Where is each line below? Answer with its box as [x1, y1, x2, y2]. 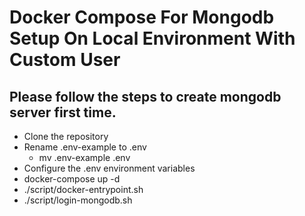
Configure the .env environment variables [23, 162, 196, 174]
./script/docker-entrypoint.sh [23, 184, 144, 195]
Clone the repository [23, 131, 109, 142]
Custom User [9, 49, 121, 71]
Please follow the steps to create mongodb [9, 88, 282, 105]
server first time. [9, 104, 117, 121]
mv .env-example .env [38, 152, 131, 163]
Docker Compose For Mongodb [9, 6, 275, 29]
